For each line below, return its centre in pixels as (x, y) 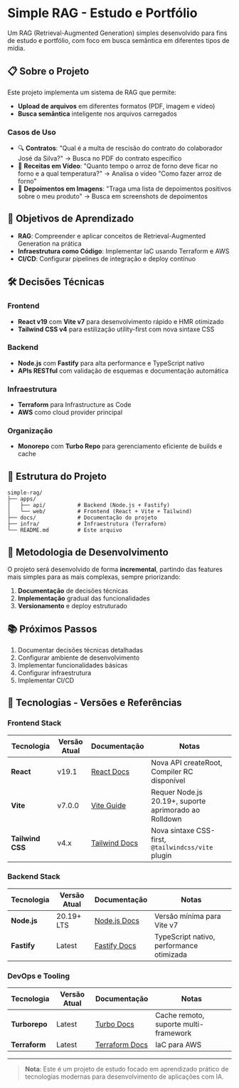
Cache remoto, (180, 1015)
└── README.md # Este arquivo (65, 530)
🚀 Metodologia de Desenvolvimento (88, 552)
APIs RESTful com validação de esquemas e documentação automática (123, 371)
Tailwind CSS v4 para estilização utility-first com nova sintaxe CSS (116, 329)
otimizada (170, 954)
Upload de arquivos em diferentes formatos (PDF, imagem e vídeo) (116, 106)
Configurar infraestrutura (54, 673)
